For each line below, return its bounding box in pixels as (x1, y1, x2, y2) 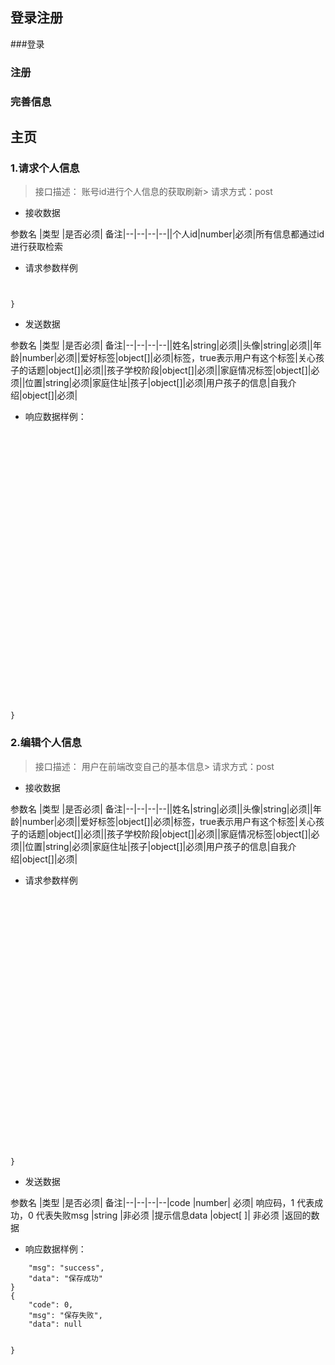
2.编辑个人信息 (10, 736, 82, 750)
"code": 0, (28, 1299, 74, 1310)
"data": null (28, 1319, 83, 1329)
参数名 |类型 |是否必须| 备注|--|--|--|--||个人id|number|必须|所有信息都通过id (10, 228, 325, 240)
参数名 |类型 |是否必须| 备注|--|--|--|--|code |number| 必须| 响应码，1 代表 (10, 1196, 315, 1208)
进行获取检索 (10, 241, 63, 253)
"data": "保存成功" (28, 1273, 103, 1283)
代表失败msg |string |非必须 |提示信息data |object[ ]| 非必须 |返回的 (35, 1209, 312, 1221)
